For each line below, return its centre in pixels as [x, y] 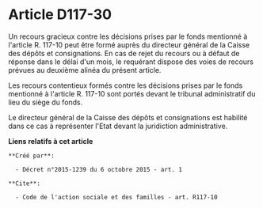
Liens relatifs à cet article [51, 141]
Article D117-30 [60, 15]
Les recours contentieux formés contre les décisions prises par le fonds [126, 85]
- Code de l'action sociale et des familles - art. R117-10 [116, 197]
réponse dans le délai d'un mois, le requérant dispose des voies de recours [131, 62]
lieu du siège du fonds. [46, 102]
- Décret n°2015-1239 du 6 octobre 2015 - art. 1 [99, 169]
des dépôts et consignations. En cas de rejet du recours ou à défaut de [124, 53]
